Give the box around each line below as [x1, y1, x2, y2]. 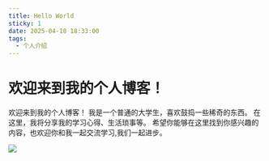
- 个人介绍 [15, 42, 48, 50]
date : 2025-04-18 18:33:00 [8, 27, 100, 35]
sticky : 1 [8, 19, 42, 28]
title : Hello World [8, 11, 75, 20]
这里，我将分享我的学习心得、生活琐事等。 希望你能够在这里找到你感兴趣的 [8, 118, 259, 128]
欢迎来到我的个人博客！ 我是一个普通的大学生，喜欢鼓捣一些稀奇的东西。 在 [8, 108, 261, 117]
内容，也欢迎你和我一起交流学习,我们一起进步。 [8, 128, 168, 138]
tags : [8, 34, 27, 43]
